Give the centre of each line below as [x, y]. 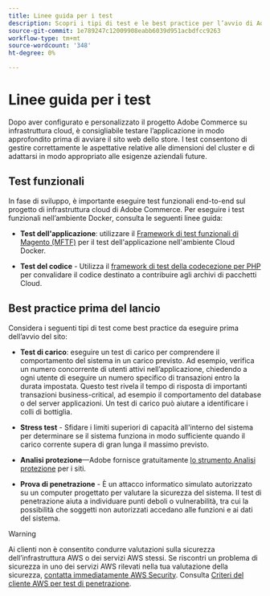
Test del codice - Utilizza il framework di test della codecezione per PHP [140, 266]
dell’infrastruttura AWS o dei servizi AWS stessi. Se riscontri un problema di [133, 557]
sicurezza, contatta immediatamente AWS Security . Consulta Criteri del [126, 574]
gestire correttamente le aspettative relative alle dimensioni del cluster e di [132, 147]
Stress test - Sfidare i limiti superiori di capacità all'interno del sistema [137, 427]
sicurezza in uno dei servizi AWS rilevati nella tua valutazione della [119, 566]
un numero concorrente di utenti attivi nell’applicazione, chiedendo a [133, 369]
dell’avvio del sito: [38, 336]
